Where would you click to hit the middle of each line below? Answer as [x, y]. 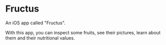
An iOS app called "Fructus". [35, 23]
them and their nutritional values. [40, 38]
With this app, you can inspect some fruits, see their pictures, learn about [83, 32]
